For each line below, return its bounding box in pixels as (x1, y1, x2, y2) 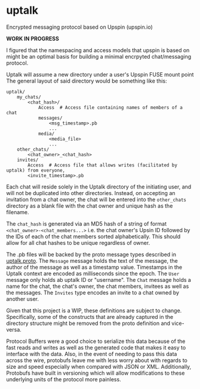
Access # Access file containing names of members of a (38, 104, 183, 111)
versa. (6, 326, 22, 333)
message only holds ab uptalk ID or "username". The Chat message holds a (6, 276, 191, 283)
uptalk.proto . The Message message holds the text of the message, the (6, 257, 178, 264)
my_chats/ (17, 94, 42, 100)
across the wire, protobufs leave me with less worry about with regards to (6, 357, 188, 364)
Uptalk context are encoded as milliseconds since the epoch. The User (6, 270, 180, 277)
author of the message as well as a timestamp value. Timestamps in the (6, 263, 183, 271)
